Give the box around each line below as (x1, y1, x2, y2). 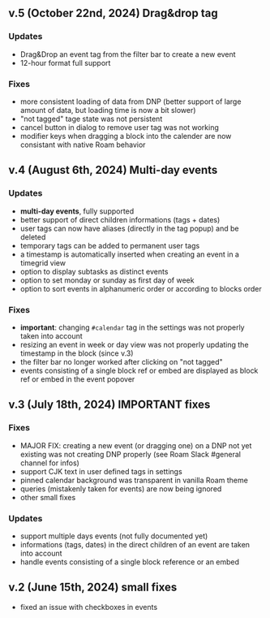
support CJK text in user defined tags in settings (19, 466, 182, 476)
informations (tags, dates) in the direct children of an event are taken (19, 539, 250, 549)
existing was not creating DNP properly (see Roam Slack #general (19, 449, 242, 459)
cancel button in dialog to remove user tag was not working (19, 122, 219, 132)
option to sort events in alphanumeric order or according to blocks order (19, 283, 262, 293)
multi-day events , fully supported (19, 206, 135, 216)
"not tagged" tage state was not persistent (19, 114, 163, 123)
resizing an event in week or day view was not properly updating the (19, 339, 249, 349)
